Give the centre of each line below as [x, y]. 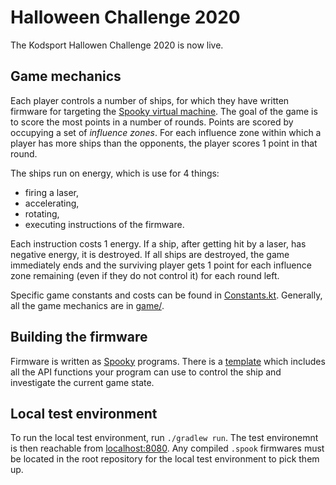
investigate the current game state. [82, 382]
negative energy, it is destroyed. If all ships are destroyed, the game [150, 254]
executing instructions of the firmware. [104, 224]
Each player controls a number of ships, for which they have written [150, 100]
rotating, [42, 213]
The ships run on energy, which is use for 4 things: [115, 173]
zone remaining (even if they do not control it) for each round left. [145, 275]
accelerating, [52, 203]
